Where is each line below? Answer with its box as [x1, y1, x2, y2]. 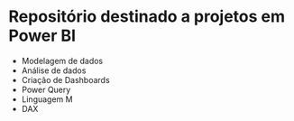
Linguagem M [21, 93, 73, 105]
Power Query [21, 84, 71, 95]
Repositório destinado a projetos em [8, 6, 286, 27]
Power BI [8, 25, 77, 46]
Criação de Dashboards [21, 74, 110, 85]
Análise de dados [21, 65, 87, 76]
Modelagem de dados [21, 55, 104, 66]
